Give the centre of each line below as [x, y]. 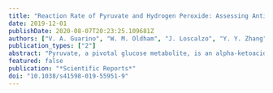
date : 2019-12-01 [38, 23]
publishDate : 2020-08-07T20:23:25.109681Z [81, 31]
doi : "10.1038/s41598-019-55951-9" [69, 76]
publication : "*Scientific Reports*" [72, 69]
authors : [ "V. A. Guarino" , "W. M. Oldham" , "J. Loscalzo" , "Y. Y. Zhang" [138, 38]
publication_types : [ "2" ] [52, 46]
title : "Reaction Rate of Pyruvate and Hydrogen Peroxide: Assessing [129, 16]
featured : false [36, 61]
